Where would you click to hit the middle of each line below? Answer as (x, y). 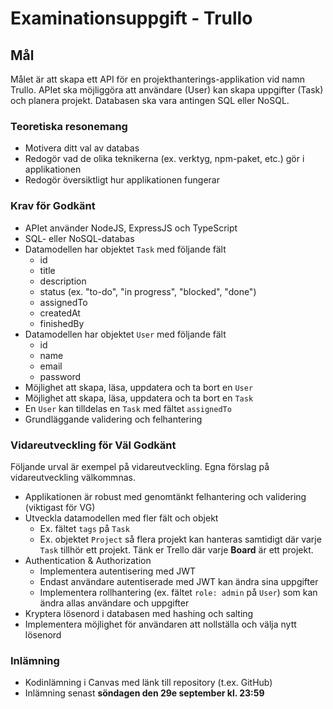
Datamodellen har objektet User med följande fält (125, 334)
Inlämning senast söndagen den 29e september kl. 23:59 (144, 693)
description (63, 281)
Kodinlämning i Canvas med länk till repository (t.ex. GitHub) (148, 683)
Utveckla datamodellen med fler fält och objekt (121, 518)
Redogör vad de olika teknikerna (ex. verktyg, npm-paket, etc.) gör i (164, 159)
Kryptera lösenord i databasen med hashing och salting (139, 613)
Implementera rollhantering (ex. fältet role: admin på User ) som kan (178, 592)
